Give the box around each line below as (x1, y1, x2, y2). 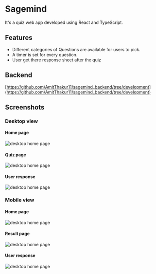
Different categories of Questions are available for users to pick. (12, 46, 141, 52)
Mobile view (5, 197, 35, 203)
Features (5, 34, 33, 42)
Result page (5, 231, 30, 237)
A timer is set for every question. (12, 52, 78, 57)
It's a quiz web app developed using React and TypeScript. (5, 19, 123, 25)
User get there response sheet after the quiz (12, 57, 101, 63)
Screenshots (5, 103, 45, 111)
